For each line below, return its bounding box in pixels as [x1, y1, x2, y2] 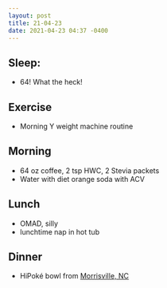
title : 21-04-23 [8, 19, 62, 27]
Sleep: [8, 56, 41, 69]
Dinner [8, 251, 43, 264]
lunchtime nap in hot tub [19, 227, 100, 236]
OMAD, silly [19, 219, 58, 228]
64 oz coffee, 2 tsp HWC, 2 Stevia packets [19, 165, 160, 176]
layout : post [8, 11, 52, 20]
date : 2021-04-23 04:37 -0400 [8, 26, 109, 34]
